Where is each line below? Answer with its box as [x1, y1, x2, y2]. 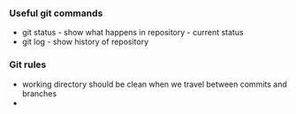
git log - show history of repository [21, 36, 149, 47]
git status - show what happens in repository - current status [21, 27, 245, 38]
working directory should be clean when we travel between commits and [21, 79, 287, 89]
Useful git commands [9, 7, 103, 19]
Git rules [9, 58, 47, 71]
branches [21, 87, 57, 99]
